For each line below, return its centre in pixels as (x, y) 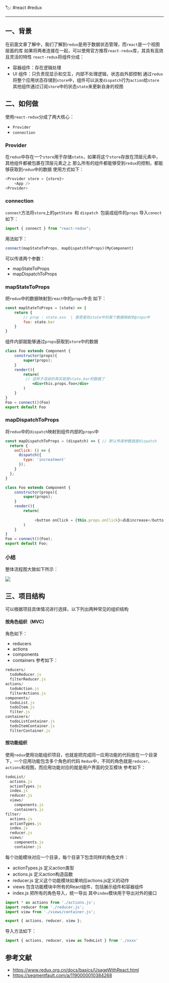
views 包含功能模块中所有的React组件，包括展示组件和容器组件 (78, 887)
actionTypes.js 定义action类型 (43, 868)
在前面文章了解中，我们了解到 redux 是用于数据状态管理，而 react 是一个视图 (82, 44)
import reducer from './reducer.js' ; (45, 907)
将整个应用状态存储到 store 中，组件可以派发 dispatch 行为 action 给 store (86, 80)
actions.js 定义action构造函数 (43, 874)
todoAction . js (24, 689)
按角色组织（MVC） (26, 621)
